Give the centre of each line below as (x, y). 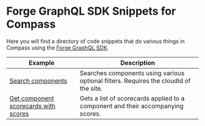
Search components (38, 81)
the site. (91, 88)
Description (138, 62)
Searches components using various (132, 73)
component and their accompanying (132, 106)
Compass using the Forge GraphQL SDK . (58, 48)
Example (41, 62)
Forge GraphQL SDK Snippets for (91, 11)
